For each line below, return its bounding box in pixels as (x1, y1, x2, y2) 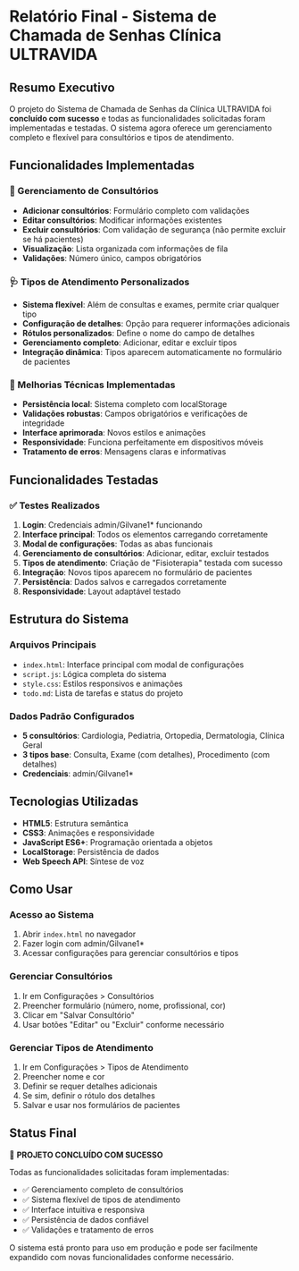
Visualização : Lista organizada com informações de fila (21, 243, 228, 254)
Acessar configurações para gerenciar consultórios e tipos (21, 948, 239, 959)
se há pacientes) (21, 233, 84, 244)
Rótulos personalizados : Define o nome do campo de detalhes (21, 327, 255, 338)
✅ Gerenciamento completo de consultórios (21, 1183, 184, 1195)
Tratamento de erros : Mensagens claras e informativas (21, 446, 227, 457)
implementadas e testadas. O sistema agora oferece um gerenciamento (9, 123, 272, 133)
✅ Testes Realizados (9, 499, 101, 512)
